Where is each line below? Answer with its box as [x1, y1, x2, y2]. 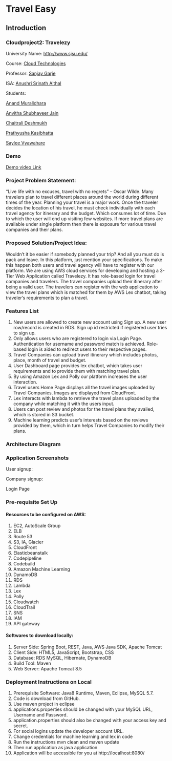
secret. [13, 723, 29, 729]
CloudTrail [13, 604, 35, 610]
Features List [6, 307, 39, 314]
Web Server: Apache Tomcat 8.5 [13, 665, 82, 671]
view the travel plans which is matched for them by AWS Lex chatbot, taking [6, 289, 166, 295]
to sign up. [13, 330, 36, 336]
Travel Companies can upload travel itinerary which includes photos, [13, 352, 158, 358]
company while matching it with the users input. [13, 400, 115, 407]
